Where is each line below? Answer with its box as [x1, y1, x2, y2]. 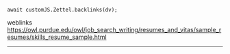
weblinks [7, 18, 33, 27]
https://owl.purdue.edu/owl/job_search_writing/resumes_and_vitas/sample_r [7, 26, 222, 33]
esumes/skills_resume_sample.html [7, 33, 107, 41]
